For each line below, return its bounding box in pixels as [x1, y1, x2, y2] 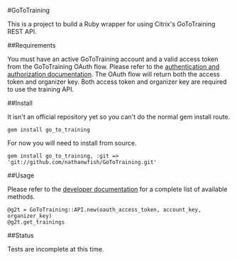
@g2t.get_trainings [7, 219, 65, 226]
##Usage [7, 171, 35, 180]
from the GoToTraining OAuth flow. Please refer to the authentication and [7, 63, 220, 70]
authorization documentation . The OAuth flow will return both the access [7, 70, 220, 78]
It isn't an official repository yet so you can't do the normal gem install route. [7, 113, 231, 121]
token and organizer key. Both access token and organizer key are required [7, 77, 227, 86]
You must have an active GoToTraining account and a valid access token [7, 55, 219, 63]
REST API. [7, 28, 37, 36]
